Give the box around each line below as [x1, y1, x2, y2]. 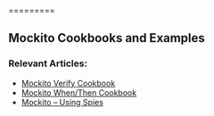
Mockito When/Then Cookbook [21, 87, 137, 98]
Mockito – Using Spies [21, 96, 104, 107]
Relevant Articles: [8, 57, 88, 70]
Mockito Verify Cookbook [21, 78, 116, 88]
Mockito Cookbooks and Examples [8, 30, 206, 46]
